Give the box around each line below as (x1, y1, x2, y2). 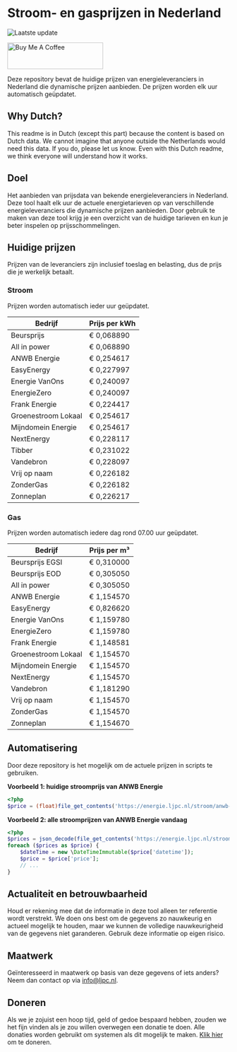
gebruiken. (7, 768, 39, 777)
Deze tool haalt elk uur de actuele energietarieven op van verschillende (7, 198, 214, 207)
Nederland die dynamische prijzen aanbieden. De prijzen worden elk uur (7, 82, 218, 91)
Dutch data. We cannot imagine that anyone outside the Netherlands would (7, 137, 226, 145)
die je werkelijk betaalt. (7, 267, 75, 277)
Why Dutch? (7, 110, 63, 122)
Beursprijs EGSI (11, 557, 63, 567)
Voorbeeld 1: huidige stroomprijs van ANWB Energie (7, 782, 164, 790)
